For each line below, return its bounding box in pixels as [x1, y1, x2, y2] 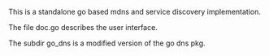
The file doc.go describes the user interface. [8, 23, 158, 32]
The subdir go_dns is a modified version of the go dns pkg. [8, 38, 206, 48]
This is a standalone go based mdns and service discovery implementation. [8, 7, 262, 16]
